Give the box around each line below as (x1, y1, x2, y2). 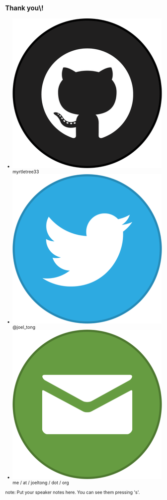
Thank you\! (5, 4, 44, 12)
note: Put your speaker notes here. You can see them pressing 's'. (5, 490, 140, 495)
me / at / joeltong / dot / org (12, 480, 70, 486)
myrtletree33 (12, 169, 39, 175)
